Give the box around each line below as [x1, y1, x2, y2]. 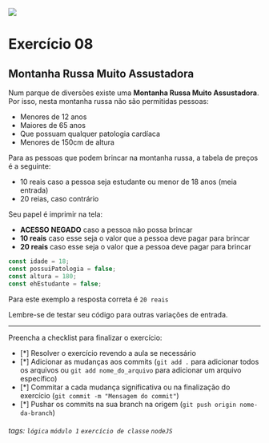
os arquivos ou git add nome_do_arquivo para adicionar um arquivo [19, 365, 242, 375]
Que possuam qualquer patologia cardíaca [19, 129, 161, 138]
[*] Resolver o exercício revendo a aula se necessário [19, 348, 196, 357]
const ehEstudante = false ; [8, 280, 102, 288]
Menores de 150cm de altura [19, 138, 114, 147]
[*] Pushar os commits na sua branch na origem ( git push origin [19, 399, 237, 409]
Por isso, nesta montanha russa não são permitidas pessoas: [8, 97, 210, 106]
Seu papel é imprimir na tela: [8, 210, 102, 219]
